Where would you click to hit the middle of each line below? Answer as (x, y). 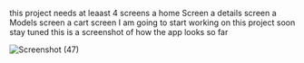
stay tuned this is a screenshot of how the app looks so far (119, 32)
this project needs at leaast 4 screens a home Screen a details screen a (143, 13)
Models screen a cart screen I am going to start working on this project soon (152, 22)
